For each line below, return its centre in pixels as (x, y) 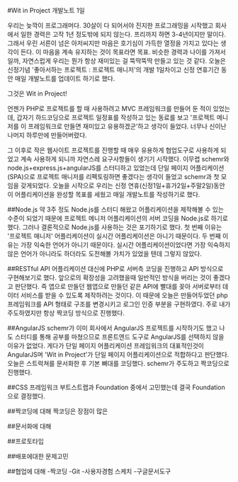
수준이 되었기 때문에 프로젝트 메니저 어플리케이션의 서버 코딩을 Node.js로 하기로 (118, 218)
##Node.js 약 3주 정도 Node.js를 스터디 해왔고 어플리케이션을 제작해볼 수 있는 (116, 210)
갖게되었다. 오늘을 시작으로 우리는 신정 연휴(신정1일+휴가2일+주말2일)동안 (123, 185)
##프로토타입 (26, 441)
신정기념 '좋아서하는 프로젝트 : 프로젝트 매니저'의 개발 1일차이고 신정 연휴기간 (113, 70)
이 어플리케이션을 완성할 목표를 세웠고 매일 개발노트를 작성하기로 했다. (104, 194)
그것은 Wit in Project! (37, 93)
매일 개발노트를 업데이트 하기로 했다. (65, 79)
